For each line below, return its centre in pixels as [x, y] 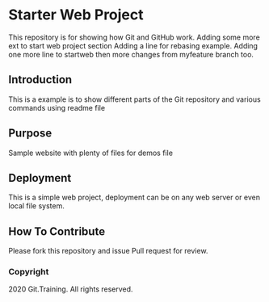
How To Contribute [57, 231]
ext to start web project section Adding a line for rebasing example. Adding [133, 45]
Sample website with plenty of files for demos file [91, 153]
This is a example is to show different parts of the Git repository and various [134, 99]
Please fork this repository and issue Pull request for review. [108, 251]
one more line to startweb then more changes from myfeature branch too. [131, 54]
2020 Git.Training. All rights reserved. [71, 289]
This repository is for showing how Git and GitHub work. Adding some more [134, 37]
